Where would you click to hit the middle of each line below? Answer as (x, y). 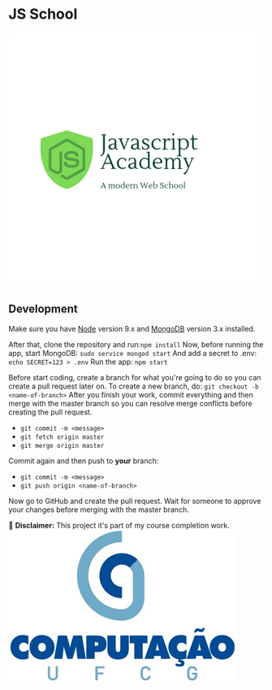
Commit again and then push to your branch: (84, 461)
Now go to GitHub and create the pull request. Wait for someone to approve (135, 501)
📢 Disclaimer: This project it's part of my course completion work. (119, 525)
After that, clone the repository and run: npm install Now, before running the (136, 344)
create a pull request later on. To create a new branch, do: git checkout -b (134, 386)
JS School (43, 14)
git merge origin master (62, 445)
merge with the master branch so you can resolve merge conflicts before (131, 403)
